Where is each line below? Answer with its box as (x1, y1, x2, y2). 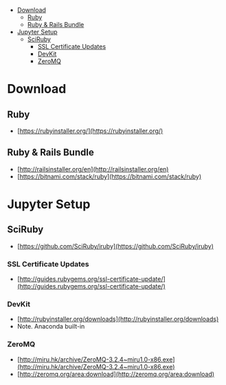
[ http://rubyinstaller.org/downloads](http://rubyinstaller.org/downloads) (16, 315, 219, 323)
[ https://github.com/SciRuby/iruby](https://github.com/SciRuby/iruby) (16, 242, 214, 250)
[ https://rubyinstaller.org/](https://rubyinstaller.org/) (16, 127, 163, 135)
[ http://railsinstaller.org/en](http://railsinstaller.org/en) (16, 165, 169, 173)
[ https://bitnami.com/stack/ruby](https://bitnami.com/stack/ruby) (16, 172, 202, 180)
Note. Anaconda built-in (16, 322, 85, 331)
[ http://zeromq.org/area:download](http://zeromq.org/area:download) (16, 370, 215, 378)
